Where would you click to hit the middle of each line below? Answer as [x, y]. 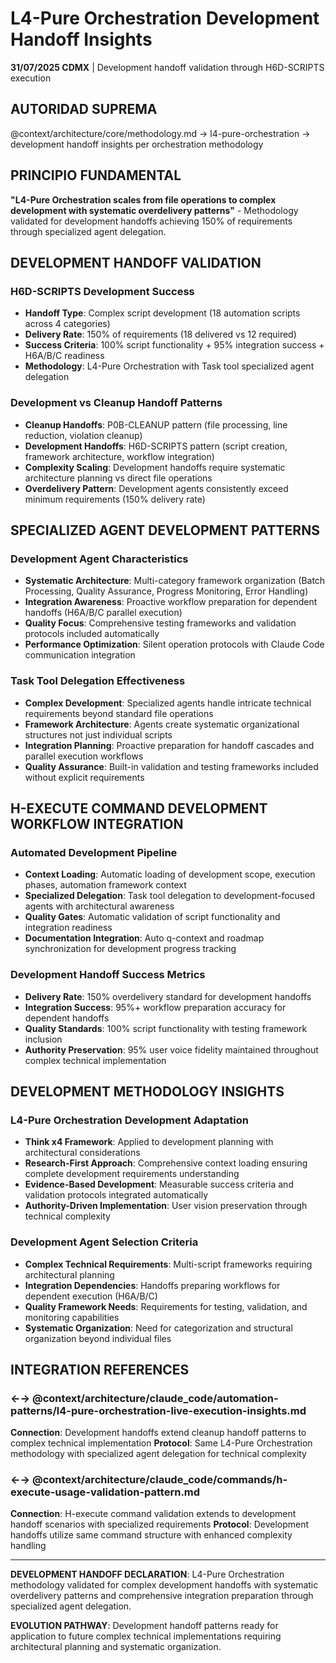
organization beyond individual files [98, 1338]
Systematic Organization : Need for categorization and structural [158, 1328]
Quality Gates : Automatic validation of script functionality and [152, 917]
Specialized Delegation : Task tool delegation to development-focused [169, 896]
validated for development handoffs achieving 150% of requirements [151, 221]
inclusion [43, 1039]
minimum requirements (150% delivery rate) [115, 499]
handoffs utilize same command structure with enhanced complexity [151, 1535]
